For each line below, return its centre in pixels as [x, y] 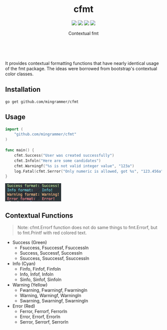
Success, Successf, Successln [51, 253]
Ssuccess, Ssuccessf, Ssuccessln [54, 259]
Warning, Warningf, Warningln [50, 296]
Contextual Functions [39, 215]
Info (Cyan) [24, 264]
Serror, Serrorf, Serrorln [44, 322]
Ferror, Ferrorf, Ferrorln [43, 312]
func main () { [20, 150]
